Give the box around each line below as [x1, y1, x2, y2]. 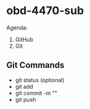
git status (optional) [15, 76, 65, 83]
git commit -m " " [15, 89, 58, 97]
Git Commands [6, 60, 65, 70]
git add [15, 83, 34, 90]
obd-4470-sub [6, 4, 84, 18]
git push [15, 96, 36, 103]
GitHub [15, 36, 34, 43]
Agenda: [6, 24, 28, 31]
